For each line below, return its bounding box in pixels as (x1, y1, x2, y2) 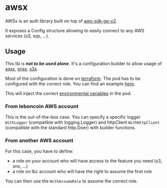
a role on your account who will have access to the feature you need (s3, (12, 158, 162, 164)
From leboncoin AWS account (5, 102, 79, 109)
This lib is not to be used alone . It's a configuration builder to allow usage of (5, 60, 162, 66)
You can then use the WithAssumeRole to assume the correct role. (5, 178, 138, 184)
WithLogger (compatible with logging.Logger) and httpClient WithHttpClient (5, 119, 160, 125)
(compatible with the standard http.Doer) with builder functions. (5, 125, 136, 131)
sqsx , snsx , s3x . (5, 66, 38, 72)
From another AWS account (5, 137, 74, 144)
